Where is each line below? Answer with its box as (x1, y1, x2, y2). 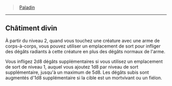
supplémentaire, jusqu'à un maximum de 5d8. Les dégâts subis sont (5, 69, 149, 75)
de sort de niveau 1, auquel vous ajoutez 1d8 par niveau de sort (5, 63, 139, 70)
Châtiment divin (5, 24, 57, 33)
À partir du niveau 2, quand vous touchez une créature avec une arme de (5, 37, 160, 44)
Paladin (19, 5, 35, 10)
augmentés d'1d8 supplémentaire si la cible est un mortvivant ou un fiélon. (5, 74, 162, 81)
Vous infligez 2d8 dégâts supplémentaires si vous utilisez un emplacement (5, 58, 163, 64)
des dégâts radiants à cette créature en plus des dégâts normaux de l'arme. (5, 48, 165, 54)
